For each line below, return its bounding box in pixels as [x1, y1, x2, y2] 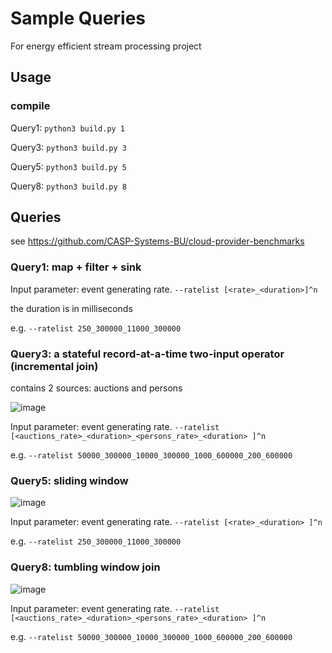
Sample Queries [10, 7, 147, 30]
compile [10, 99, 51, 113]
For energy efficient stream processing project [10, 40, 202, 52]
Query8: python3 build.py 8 [10, 180, 127, 192]
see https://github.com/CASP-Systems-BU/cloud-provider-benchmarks [10, 235, 305, 247]
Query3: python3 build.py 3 [10, 141, 127, 153]
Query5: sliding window [10, 473, 129, 487]
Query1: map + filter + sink [10, 260, 142, 274]
